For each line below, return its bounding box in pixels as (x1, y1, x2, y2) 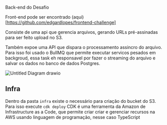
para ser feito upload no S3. (5, 35, 63, 40)
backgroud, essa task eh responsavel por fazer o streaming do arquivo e (5, 55, 156, 61)
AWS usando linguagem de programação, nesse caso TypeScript (5, 114, 140, 120)
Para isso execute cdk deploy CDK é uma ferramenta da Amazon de (5, 103, 146, 109)
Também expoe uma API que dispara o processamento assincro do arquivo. (5, 44, 162, 50)
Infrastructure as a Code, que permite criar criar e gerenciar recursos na (5, 108, 155, 115)
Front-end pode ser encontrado (5, 14, 71, 20)
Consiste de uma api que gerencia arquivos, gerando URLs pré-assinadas (5, 29, 158, 35)
